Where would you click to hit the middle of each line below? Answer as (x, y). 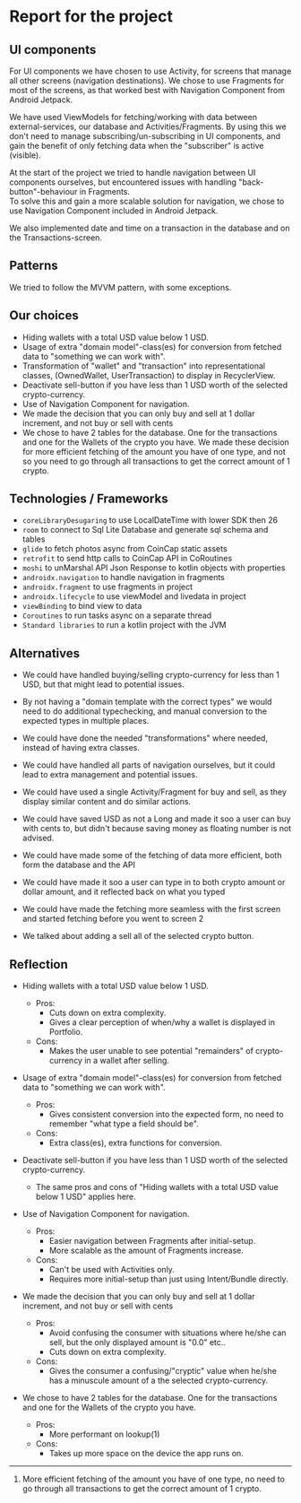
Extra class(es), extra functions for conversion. (135, 1143)
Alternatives (45, 653)
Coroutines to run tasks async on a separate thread (117, 615)
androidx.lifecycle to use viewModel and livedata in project (134, 596)
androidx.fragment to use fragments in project (107, 587)
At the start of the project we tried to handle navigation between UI (133, 173)
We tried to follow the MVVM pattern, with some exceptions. (120, 287)
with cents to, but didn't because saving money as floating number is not (157, 829)
